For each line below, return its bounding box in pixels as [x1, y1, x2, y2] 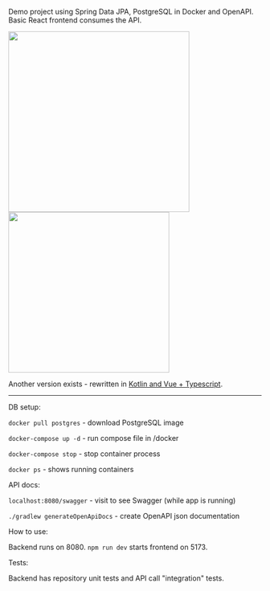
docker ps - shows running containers [8, 465, 134, 474]
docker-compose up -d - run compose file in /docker [8, 434, 179, 442]
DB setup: [8, 402, 42, 412]
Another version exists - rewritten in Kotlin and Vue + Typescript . [8, 379, 223, 389]
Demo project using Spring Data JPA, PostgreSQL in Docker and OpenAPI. [8, 7, 254, 16]
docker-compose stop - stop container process [8, 449, 161, 459]
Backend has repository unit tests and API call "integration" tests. [8, 573, 225, 583]
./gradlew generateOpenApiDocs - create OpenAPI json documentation [8, 512, 240, 520]
